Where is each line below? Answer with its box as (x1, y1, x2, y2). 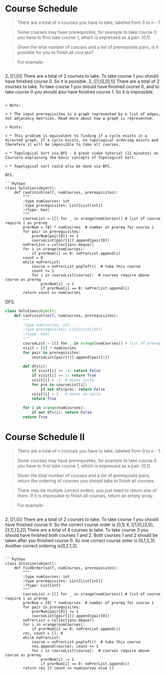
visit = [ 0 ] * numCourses (23, 345, 77, 350)
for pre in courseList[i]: (31, 382, 88, 387)
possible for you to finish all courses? (17, 49, 94, 55)
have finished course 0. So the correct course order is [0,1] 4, (5, 522, 130, 528)
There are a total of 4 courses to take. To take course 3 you (27, 527, 149, 533)
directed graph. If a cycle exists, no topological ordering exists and (5, 137, 159, 142)
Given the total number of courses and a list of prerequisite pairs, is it (17, 44, 159, 50)
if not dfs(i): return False (31, 410, 92, 415)
